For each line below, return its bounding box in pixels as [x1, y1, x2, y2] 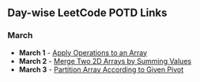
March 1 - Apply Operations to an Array [18, 47, 148, 58]
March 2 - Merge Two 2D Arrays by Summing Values [18, 56, 191, 65]
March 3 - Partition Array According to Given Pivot [18, 65, 184, 74]
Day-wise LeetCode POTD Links [7, 6, 168, 20]
